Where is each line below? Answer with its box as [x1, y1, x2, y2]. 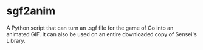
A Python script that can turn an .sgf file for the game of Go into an [6, 24, 174, 31]
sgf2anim [6, 4, 56, 18]
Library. [6, 37, 26, 44]
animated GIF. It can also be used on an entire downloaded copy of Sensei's [6, 30, 198, 37]
